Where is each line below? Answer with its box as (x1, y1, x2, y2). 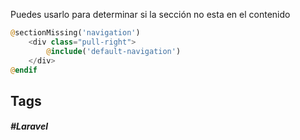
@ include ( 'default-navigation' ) (46, 46, 182, 56)
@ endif (10, 65, 38, 75)
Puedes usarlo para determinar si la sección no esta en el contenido (10, 9, 291, 20)
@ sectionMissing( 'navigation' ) (10, 28, 141, 38)
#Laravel (10, 120, 48, 133)
